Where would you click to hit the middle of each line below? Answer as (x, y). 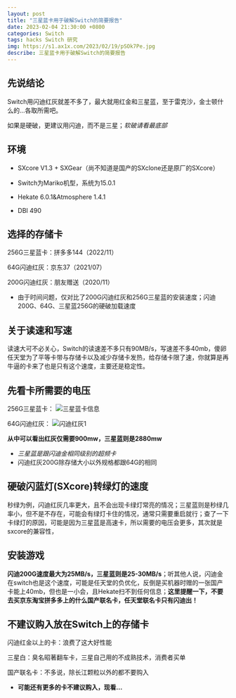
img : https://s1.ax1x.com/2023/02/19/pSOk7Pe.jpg (81, 46)
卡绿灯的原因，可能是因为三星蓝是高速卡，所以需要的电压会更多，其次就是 (115, 522)
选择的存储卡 (35, 234)
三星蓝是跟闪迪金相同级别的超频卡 (67, 453)
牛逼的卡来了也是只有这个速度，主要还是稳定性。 (78, 366)
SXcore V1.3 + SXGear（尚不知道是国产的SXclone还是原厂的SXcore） (118, 168)
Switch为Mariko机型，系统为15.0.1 (66, 183)
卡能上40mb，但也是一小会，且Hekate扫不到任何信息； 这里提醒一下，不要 (115, 591)
